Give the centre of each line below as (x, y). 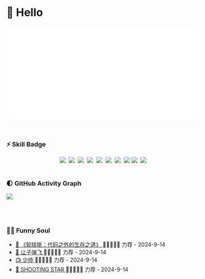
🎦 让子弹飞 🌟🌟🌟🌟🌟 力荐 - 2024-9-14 (61, 252)
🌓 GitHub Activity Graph (44, 183)
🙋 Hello (25, 13)
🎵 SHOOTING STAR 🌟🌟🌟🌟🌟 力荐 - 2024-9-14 (72, 270)
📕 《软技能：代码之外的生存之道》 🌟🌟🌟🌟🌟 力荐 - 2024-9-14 (90, 245)
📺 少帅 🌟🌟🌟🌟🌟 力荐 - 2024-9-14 (56, 260)
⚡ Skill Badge (26, 145)
